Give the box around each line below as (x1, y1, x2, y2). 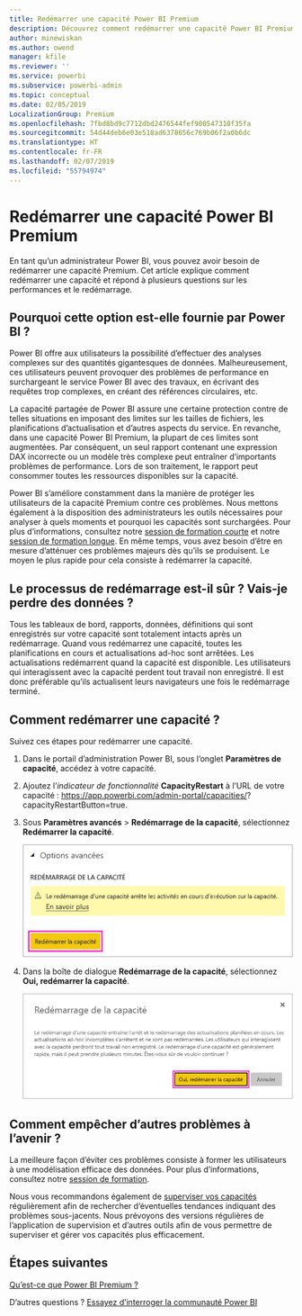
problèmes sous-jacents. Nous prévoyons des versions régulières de (9, 1211, 264, 1221)
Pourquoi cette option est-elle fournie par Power (9, 310, 286, 325)
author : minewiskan (9, 33, 83, 42)
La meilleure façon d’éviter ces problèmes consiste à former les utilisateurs (9, 1155, 288, 1166)
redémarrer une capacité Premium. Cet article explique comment (9, 265, 250, 275)
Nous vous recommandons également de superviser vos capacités (9, 1191, 258, 1202)
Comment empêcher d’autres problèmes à (9, 1116, 251, 1131)
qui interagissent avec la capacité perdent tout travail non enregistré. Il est (9, 667, 284, 678)
